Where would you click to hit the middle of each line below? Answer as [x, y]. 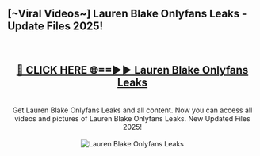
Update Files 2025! [55, 27]
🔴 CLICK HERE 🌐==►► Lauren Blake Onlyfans [132, 70]
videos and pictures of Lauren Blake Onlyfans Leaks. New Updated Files [132, 118]
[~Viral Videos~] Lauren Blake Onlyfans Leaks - [127, 14]
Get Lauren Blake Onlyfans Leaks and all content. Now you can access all [132, 110]
